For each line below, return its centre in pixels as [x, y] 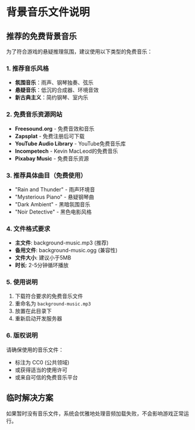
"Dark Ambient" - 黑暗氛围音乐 [52, 204]
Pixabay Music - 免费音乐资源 [52, 158]
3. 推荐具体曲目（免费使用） [47, 175]
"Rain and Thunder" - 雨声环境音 [55, 189]
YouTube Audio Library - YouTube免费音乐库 [70, 143]
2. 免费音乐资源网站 [34, 115]
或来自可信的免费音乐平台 [46, 377]
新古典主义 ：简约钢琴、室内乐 [51, 98]
